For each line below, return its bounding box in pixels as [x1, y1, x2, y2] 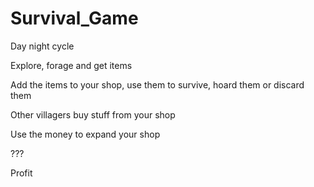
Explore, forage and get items [10, 59, 133, 71]
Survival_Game [10, 7, 139, 30]
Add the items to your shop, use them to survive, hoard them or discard [10, 78, 305, 91]
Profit [10, 167, 33, 179]
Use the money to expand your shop [10, 128, 161, 140]
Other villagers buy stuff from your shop [10, 108, 176, 121]
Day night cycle [10, 40, 75, 52]
